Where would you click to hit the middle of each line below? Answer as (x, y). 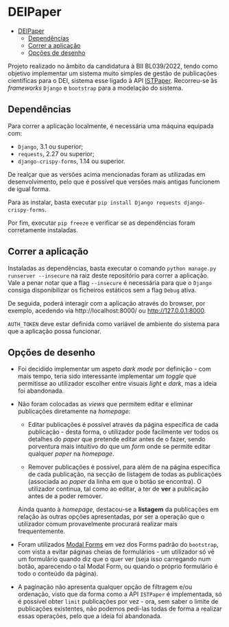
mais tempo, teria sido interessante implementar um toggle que (107, 376)
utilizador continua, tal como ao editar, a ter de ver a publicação (118, 489)
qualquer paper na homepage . (71, 454)
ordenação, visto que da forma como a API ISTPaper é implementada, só (120, 594)
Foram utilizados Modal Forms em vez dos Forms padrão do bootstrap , (118, 545)
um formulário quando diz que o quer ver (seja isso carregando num (114, 559)
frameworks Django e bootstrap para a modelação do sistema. (96, 88)
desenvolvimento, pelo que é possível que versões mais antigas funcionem (114, 182)
